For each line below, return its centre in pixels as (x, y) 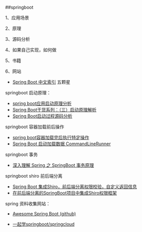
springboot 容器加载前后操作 (35, 127)
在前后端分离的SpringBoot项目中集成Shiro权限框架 (64, 193)
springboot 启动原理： (28, 93)
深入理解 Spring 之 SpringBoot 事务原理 (53, 165)
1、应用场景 (17, 18)
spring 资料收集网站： (28, 204)
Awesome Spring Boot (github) (44, 214)
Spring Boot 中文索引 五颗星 (41, 82)
